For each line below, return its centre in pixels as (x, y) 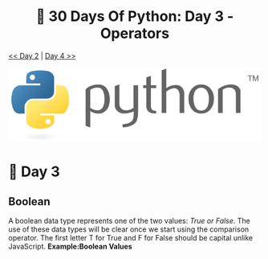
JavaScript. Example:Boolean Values (70, 247)
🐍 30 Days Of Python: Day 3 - (135, 16)
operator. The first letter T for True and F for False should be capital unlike (131, 238)
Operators (135, 33)
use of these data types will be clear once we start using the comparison (129, 229)
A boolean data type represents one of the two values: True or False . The (130, 221)
